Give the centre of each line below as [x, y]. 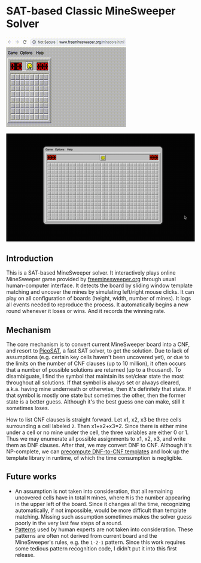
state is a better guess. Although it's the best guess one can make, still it [95, 401]
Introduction [30, 258]
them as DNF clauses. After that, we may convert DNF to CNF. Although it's [99, 445]
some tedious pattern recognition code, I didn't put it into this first [96, 548]
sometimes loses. [28, 408]
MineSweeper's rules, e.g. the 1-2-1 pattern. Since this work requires [100, 542]
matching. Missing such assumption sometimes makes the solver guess [103, 516]
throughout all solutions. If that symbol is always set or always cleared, [93, 383]
